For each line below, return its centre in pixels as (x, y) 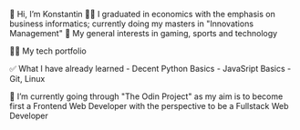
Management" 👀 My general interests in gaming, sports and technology (144, 33)
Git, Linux (27, 79)
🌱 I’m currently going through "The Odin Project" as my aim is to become (146, 96)
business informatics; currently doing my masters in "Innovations (131, 24)
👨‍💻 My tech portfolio (48, 51)
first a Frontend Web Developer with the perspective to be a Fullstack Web (149, 106)
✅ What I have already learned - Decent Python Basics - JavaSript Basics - (150, 69)
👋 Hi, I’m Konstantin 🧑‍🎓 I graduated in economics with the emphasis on (142, 14)
